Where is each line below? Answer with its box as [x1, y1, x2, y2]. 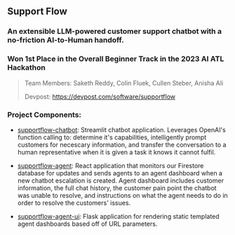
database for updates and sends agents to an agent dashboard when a [17, 169, 223, 177]
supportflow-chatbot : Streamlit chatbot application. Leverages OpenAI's [17, 125, 226, 134]
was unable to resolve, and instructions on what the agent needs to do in [17, 191, 228, 199]
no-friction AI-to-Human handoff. [7, 35, 124, 45]
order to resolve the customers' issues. [17, 199, 131, 207]
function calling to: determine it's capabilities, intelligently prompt [17, 133, 207, 141]
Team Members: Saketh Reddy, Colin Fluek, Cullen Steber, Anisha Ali [24, 78, 224, 87]
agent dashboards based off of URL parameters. [17, 220, 158, 228]
